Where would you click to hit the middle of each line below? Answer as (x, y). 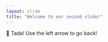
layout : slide (23, 11)
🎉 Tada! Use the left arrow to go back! (52, 33)
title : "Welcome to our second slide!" (55, 17)
